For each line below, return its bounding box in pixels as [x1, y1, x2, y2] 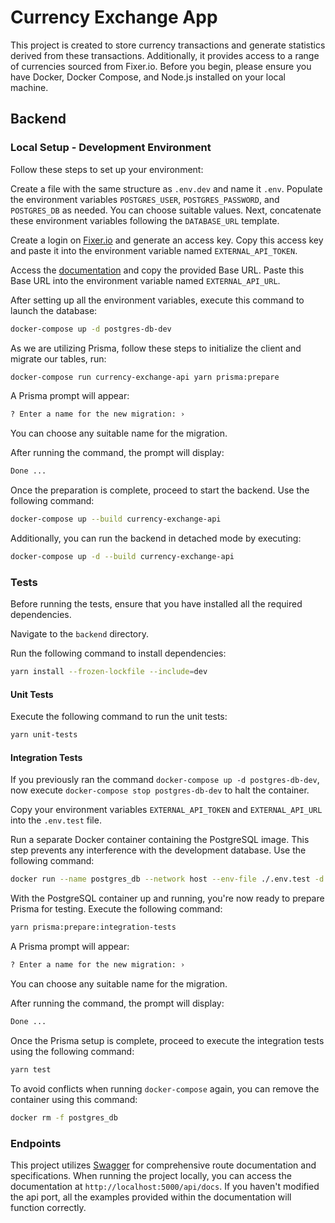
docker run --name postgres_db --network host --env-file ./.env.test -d [10, 874, 325, 885]
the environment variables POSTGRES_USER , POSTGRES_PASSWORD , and [10, 193, 280, 205]
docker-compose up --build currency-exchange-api [10, 514, 222, 525]
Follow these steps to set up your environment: [10, 163, 204, 175]
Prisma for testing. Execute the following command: [10, 903, 223, 915]
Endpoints [10, 1136, 62, 1150]
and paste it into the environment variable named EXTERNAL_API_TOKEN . [10, 244, 298, 256]
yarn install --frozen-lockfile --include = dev [10, 667, 208, 677]
